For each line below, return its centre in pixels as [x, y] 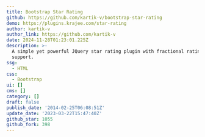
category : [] [23, 96]
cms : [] [16, 91]
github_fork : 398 [28, 125]
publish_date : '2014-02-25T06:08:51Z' [56, 108]
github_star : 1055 [30, 119]
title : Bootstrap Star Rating [45, 12]
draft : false [23, 102]
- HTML [20, 68]
